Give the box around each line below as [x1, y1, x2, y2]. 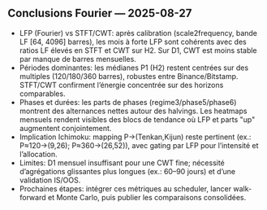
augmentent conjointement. [19, 123, 112, 133]
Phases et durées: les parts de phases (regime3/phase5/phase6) [19, 97, 237, 107]
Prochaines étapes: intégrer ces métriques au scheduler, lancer [19, 183, 232, 194]
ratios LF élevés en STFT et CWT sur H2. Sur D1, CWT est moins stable [19, 45, 257, 55]
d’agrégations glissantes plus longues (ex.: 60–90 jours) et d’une [19, 166, 236, 176]
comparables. [19, 89, 66, 98]
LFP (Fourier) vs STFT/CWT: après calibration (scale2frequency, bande [19, 28, 257, 37]
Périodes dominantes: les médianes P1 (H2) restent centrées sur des [19, 63, 249, 72]
